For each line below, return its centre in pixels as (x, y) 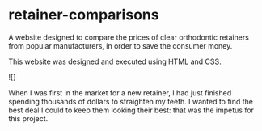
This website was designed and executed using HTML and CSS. (115, 61)
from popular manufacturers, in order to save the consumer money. (120, 45)
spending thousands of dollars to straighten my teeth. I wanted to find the (131, 101)
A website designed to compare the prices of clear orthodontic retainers (129, 37)
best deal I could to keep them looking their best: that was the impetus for (131, 110)
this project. (28, 118)
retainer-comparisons (84, 15)
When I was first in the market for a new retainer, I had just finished (120, 93)
